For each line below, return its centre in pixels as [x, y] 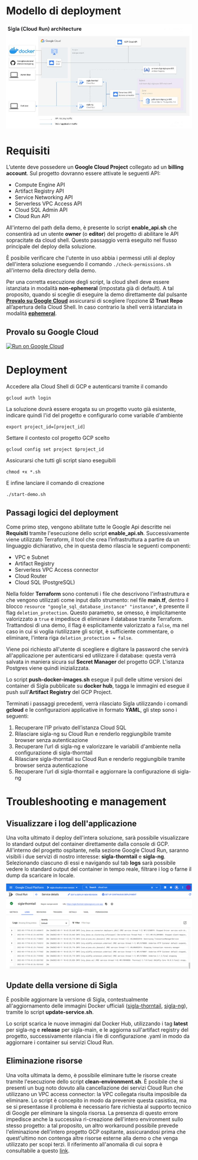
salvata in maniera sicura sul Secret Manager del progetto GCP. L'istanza [95, 662]
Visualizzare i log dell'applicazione [72, 823]
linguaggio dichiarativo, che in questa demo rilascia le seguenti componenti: [98, 546]
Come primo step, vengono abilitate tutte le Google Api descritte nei [88, 527]
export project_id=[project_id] [46, 427]
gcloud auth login [29, 398]
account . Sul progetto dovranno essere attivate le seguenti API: [83, 173]
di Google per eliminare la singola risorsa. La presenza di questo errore [92, 1113]
